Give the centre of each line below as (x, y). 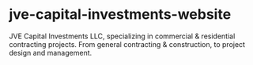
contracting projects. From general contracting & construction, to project (127, 44)
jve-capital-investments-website (120, 14)
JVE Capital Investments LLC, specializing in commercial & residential (122, 36)
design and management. (51, 52)
